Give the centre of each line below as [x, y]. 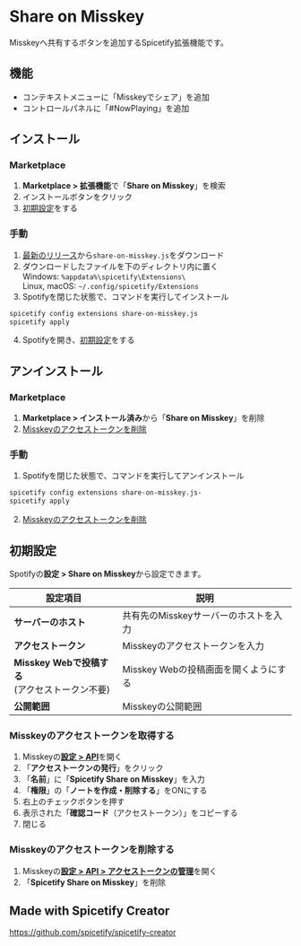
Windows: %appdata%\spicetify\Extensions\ [104, 276]
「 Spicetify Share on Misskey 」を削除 [94, 882]
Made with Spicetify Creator [90, 911]
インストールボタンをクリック [77, 197]
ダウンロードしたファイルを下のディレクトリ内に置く [120, 266]
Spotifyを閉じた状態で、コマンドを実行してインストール [125, 296]
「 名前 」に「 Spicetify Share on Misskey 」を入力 [113, 779]
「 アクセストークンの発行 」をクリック [93, 768]
